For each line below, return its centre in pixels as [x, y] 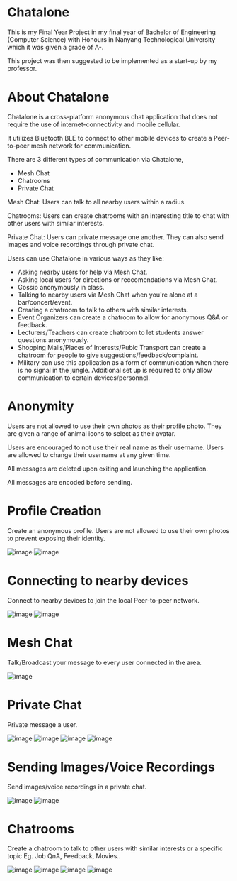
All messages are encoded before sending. [70, 482]
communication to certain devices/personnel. [83, 378]
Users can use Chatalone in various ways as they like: [86, 258]
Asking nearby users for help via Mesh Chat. [82, 272]
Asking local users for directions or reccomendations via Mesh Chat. [117, 279]
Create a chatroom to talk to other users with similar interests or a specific [115, 848]
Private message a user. [42, 724]
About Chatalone [58, 97]
